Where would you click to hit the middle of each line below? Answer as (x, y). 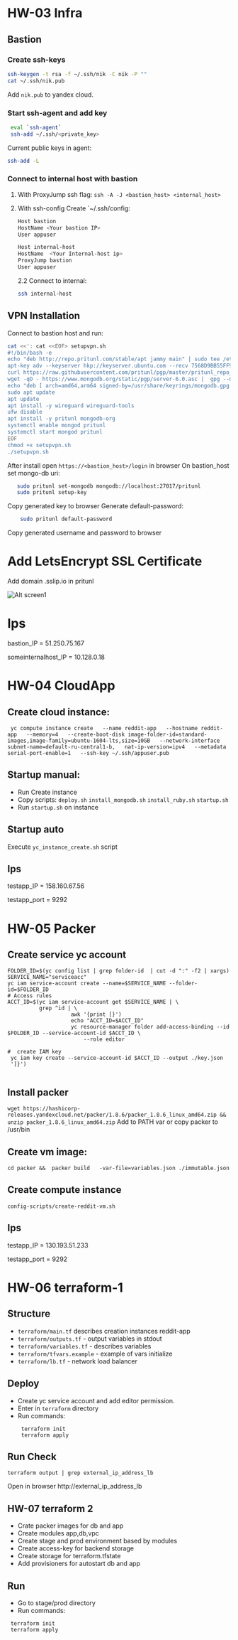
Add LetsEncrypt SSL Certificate (105, 561)
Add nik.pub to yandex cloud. (51, 95)
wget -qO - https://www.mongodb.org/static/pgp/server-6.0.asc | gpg (114, 379)
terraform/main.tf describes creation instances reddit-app (104, 1331)
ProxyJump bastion (45, 261)
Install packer (38, 1092)
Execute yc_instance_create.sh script (63, 847)
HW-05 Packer (52, 928)
